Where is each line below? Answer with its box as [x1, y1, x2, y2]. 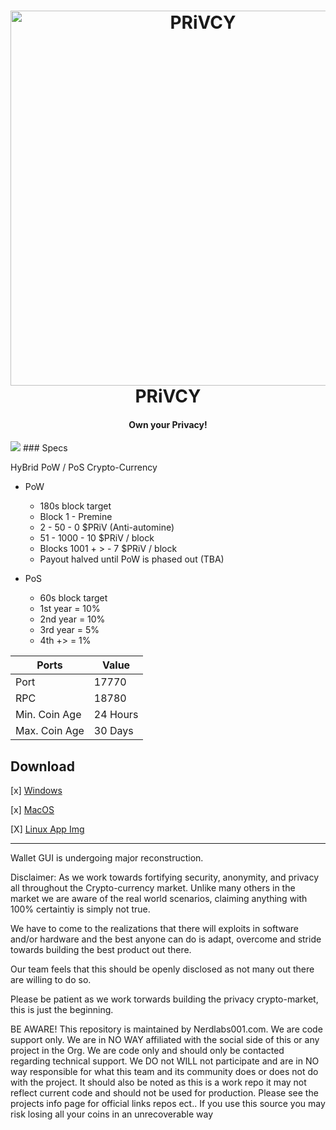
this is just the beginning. [10, 1004, 114, 1016]
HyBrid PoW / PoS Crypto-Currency [10, 461, 158, 474]
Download [10, 758, 75, 775]
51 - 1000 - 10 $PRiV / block [39, 532, 155, 544]
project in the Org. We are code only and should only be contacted [10, 1045, 285, 1057]
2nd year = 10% [39, 613, 106, 625]
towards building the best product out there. [10, 944, 192, 956]
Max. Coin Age [15, 724, 85, 738]
